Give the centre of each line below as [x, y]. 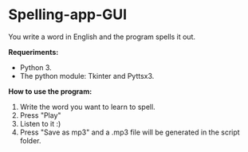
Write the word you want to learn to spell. [87, 107]
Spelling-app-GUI [68, 15]
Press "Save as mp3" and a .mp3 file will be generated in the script [130, 132]
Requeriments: [33, 52]
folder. [30, 140]
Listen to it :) [40, 123]
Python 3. [35, 67]
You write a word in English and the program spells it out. [102, 37]
